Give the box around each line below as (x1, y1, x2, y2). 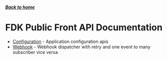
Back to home (5, 4, 35, 10)
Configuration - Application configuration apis (12, 38, 109, 44)
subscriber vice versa (12, 49, 58, 55)
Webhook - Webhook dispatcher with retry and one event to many (12, 43, 151, 50)
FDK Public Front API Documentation (5, 22, 163, 33)
